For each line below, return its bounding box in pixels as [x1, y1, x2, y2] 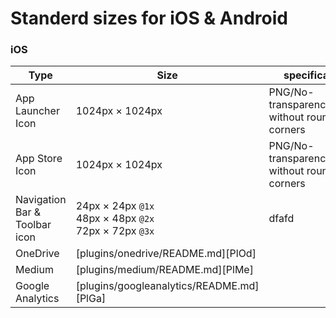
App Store [15, 152, 63, 166]
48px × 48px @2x [75, 212, 155, 226]
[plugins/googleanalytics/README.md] [75, 279, 260, 293]
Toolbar [15, 218, 52, 232]
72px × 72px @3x [75, 224, 155, 238]
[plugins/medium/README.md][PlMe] [75, 263, 254, 277]
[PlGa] [75, 292, 107, 306]
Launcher [15, 104, 60, 118]
